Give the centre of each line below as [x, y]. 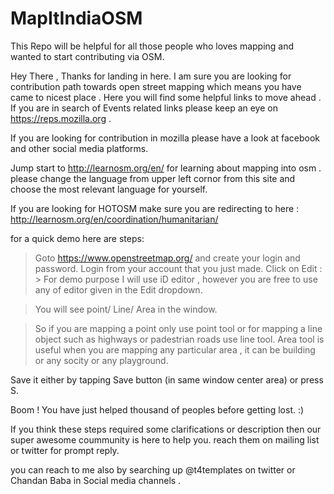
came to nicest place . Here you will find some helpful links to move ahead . [166, 97]
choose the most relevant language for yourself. [109, 189]
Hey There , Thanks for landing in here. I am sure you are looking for [151, 76]
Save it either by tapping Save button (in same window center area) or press [167, 379]
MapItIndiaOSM [76, 18]
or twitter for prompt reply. [65, 450]
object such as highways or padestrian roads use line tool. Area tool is [179, 339]
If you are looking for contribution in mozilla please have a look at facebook [165, 138]
